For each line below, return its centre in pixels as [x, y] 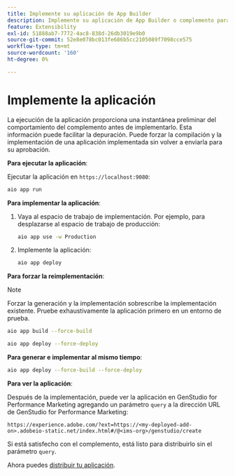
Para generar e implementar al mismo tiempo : [75, 358]
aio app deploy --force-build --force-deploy [74, 370]
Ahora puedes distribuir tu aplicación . [61, 465]
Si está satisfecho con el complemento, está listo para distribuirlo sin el [110, 444]
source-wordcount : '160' [43, 53]
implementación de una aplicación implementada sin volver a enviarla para [115, 142]
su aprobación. [29, 149]
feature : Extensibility [42, 27]
